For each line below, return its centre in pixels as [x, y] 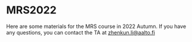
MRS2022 [31, 10]
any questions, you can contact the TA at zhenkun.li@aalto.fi [80, 32]
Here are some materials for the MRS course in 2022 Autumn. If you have [96, 26]
